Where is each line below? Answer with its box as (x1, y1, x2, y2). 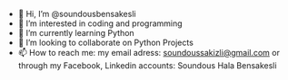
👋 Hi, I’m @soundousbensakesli (17, 9, 136, 19)
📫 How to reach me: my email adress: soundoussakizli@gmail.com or (17, 48, 280, 58)
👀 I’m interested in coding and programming (17, 18, 184, 29)
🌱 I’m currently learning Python (17, 28, 134, 38)
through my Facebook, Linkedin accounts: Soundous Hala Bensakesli (17, 60, 277, 71)
